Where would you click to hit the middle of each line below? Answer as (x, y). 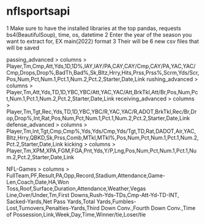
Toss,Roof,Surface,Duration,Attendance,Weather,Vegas (76, 189)
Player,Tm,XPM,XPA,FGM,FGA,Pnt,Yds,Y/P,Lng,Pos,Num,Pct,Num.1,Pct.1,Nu (102, 151)
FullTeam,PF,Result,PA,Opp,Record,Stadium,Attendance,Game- (86, 175)
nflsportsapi (38, 11)
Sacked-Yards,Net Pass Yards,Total (51, 201)
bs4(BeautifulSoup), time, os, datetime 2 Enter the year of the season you (99, 34)
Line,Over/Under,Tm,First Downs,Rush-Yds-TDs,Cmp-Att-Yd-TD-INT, (93, 195)
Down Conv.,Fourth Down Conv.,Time (148, 208)
